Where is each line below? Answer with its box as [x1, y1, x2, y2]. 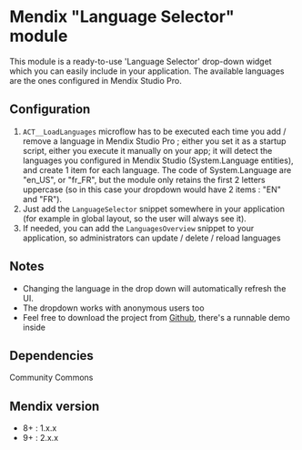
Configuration [9, 102, 91, 118]
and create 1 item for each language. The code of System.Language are [22, 164, 292, 175]
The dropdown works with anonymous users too [22, 302, 205, 313]
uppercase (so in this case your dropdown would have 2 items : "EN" [22, 184, 282, 195]
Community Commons [9, 372, 94, 384]
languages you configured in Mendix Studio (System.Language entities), [22, 155, 294, 166]
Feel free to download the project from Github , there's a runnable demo [22, 312, 291, 322]
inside [22, 322, 45, 332]
